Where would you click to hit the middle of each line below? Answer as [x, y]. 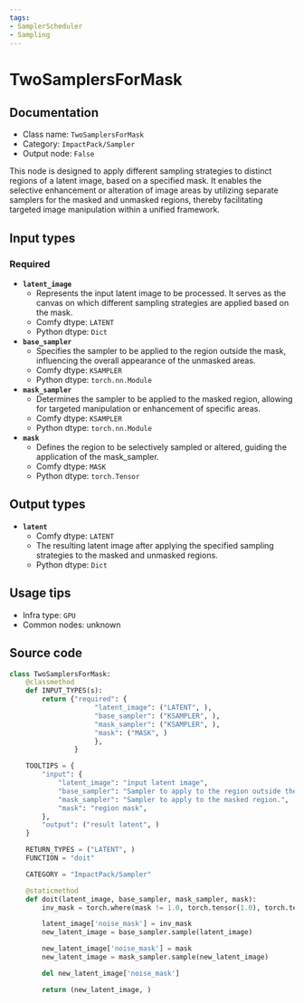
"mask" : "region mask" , [102, 808]
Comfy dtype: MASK [71, 466]
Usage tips [40, 593]
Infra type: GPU [49, 615]
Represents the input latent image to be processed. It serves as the [161, 293]
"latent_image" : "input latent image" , [133, 783]
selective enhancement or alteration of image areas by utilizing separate [144, 190]
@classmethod [50, 683]
